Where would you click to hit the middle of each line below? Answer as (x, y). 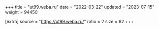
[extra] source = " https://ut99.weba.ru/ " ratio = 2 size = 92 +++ (70, 22)
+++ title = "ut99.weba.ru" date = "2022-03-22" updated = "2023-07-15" (80, 7)
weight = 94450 (21, 12)
